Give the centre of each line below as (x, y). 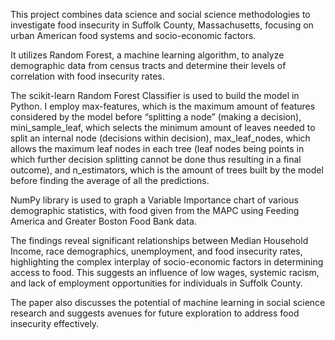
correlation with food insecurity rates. (87, 76)
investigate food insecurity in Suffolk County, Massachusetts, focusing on (162, 25)
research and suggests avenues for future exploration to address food (155, 313)
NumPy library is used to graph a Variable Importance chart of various (154, 200)
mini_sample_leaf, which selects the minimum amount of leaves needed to (163, 127)
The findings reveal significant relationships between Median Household (159, 240)
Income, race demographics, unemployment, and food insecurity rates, (156, 251)
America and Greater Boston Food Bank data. (103, 221)
